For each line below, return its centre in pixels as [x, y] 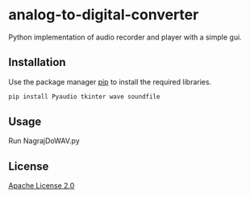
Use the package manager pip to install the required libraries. [110, 81]
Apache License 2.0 [42, 186]
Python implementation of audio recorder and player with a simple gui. [125, 37]
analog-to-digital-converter [104, 15]
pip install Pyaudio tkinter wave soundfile [84, 97]
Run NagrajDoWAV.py [44, 141]
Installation [37, 62]
